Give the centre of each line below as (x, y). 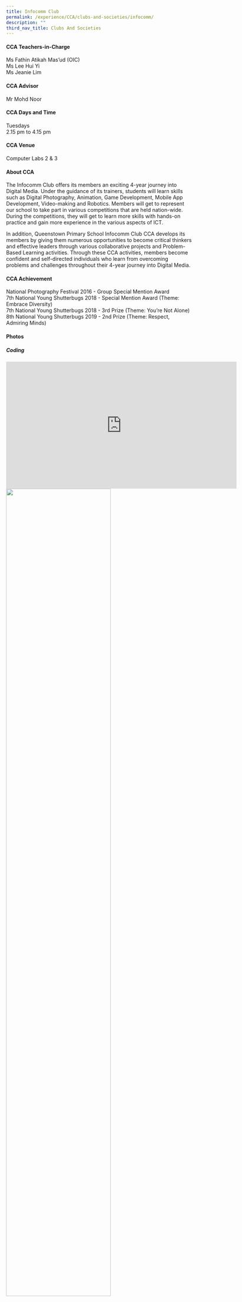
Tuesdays (18, 125)
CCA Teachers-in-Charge (38, 47)
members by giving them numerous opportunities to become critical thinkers (99, 240)
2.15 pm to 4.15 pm (29, 132)
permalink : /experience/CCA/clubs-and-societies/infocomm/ (80, 17)
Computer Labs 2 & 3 (32, 158)
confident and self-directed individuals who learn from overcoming (87, 259)
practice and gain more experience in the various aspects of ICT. (85, 223)
